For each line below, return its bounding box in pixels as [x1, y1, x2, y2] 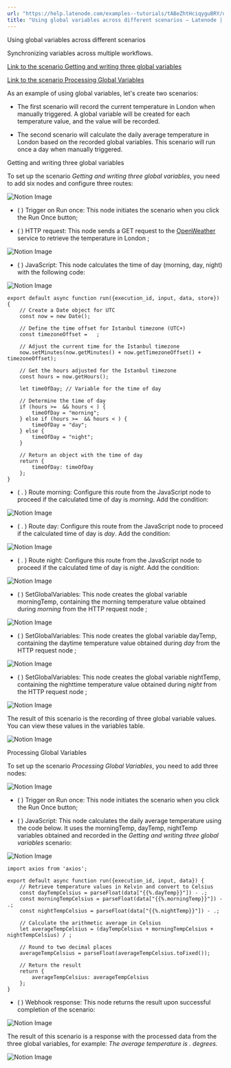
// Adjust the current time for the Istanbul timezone [19, 343, 180, 350]
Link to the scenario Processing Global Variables [7, 75, 144, 83]
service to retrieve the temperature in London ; [16, 234, 150, 242]
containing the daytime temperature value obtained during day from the [16, 639, 221, 647]
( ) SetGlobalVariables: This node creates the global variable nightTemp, [16, 673, 221, 681]
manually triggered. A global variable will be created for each [16, 110, 190, 118]
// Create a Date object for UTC [19, 306, 115, 314]
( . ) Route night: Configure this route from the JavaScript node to [16, 556, 202, 564]
